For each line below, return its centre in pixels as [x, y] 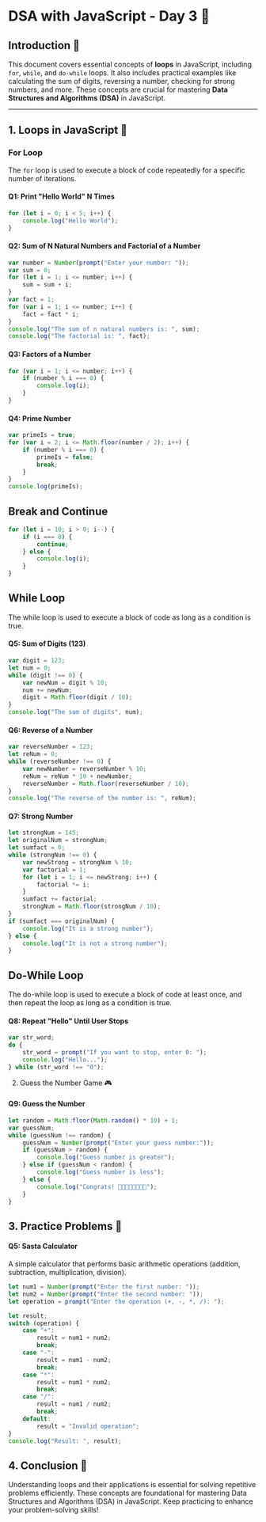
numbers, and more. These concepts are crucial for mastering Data [118, 89]
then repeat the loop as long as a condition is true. [90, 1003]
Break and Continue [58, 511]
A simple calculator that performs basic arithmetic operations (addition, [124, 1264]
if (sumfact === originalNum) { [61, 921]
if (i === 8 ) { [47, 537]
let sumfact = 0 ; [37, 848]
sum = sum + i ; [47, 285]
